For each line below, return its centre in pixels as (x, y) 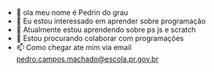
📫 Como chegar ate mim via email (74, 47)
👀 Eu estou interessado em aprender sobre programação (111, 21)
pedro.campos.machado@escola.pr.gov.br (88, 59)
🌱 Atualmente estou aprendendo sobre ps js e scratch (106, 30)
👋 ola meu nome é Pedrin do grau (72, 13)
